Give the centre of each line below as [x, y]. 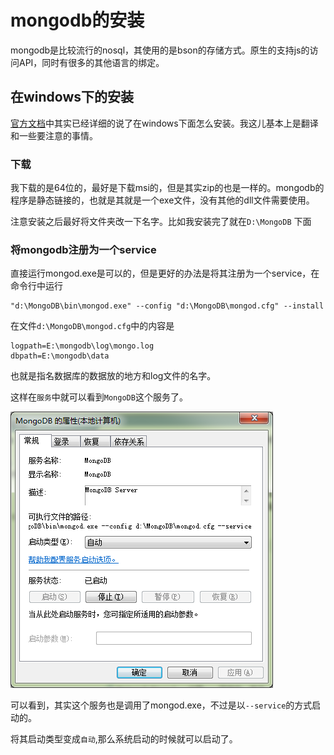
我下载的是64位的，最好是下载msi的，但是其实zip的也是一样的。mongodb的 [167, 188]
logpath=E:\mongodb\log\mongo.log [82, 346]
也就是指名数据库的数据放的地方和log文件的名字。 [113, 376]
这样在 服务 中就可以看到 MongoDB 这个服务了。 [99, 397]
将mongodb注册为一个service [83, 249]
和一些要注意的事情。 [54, 135]
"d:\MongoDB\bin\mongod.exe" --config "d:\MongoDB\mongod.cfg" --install [167, 306]
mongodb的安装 [77, 20]
